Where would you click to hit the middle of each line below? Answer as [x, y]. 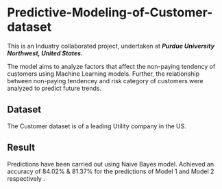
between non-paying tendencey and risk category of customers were [105, 81]
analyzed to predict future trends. [54, 88]
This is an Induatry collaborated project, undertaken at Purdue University [111, 46]
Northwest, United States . [45, 53]
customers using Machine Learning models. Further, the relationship [103, 74]
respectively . [26, 178]
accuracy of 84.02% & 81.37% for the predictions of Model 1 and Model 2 [111, 171]
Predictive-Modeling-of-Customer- [110, 13]
